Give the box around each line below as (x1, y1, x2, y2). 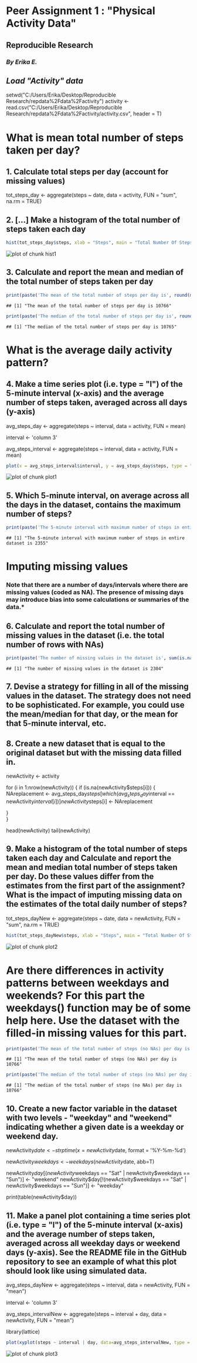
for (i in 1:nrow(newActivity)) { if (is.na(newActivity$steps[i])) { (6, 784, 156, 791)
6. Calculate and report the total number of (6, 621, 165, 631)
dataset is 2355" (6, 540, 49, 546)
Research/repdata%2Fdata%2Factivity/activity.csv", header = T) (6, 110, 162, 117)
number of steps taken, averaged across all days (6, 397, 188, 407)
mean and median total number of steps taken (6, 863, 178, 873)
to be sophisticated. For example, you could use (6, 700, 185, 710)
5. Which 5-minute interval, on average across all (6, 490, 189, 500)
